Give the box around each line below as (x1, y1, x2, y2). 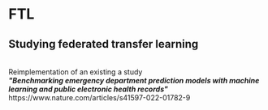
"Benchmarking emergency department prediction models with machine (8, 76, 260, 85)
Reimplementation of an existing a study (8, 67, 143, 77)
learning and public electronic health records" (8, 84, 169, 94)
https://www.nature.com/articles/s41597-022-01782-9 (8, 93, 191, 102)
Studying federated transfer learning (8, 37, 199, 51)
